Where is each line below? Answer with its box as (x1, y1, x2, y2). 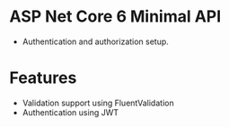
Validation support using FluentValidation (22, 97, 174, 108)
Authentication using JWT (22, 106, 119, 118)
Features (9, 68, 77, 88)
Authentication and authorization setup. (22, 36, 169, 47)
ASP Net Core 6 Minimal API (9, 6, 222, 27)
